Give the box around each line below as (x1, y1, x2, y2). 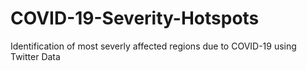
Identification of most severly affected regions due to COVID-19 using (10, 40, 297, 52)
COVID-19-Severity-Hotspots (10, 7, 260, 30)
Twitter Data (10, 50, 61, 62)
